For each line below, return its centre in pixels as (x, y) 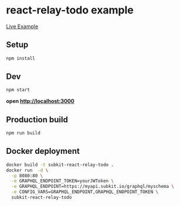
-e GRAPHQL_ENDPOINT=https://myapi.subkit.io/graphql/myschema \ (93, 187)
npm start (18, 90)
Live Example (22, 26)
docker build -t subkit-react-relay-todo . (60, 164)
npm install (21, 58)
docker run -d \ (27, 170)
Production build (37, 120)
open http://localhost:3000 (40, 101)
